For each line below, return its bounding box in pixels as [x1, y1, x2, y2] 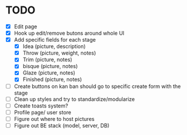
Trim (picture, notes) [22, 56, 73, 63]
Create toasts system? [13, 102, 69, 109]
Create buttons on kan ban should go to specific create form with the [13, 83, 181, 90]
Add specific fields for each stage [13, 36, 96, 43]
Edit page [13, 23, 38, 30]
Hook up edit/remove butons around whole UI [13, 30, 124, 36]
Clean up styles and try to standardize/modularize [13, 95, 135, 103]
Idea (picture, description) [22, 43, 86, 50]
